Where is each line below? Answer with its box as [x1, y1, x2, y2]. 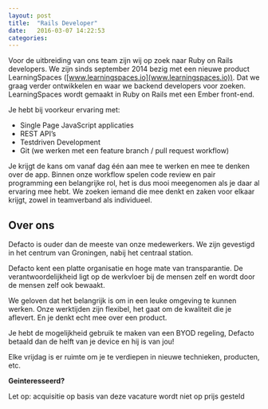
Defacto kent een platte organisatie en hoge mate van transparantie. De [8, 264, 243, 273]
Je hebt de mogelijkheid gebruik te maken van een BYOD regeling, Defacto [8, 328, 255, 338]
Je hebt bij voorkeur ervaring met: [8, 105, 120, 115]
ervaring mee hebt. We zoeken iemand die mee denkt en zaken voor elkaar [8, 187, 255, 196]
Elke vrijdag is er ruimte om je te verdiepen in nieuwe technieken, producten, [8, 352, 260, 362]
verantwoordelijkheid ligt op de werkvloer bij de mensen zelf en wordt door [8, 272, 255, 281]
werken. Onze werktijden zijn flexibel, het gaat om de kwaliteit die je [8, 305, 232, 314]
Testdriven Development [19, 137, 101, 147]
